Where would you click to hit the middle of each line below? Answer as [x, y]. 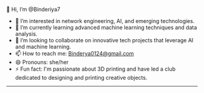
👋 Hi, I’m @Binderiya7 [33, 9]
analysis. [26, 34]
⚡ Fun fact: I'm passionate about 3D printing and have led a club [95, 69]
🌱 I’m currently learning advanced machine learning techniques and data [106, 27]
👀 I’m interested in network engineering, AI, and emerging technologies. [105, 21]
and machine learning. [43, 46]
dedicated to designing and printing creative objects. [81, 78]
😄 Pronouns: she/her [42, 62]
